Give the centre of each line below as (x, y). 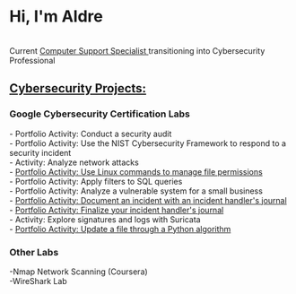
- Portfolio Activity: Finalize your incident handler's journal (117, 210)
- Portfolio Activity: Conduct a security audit (91, 134)
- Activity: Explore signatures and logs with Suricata (105, 219)
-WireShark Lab (38, 281)
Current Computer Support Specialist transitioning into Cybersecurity (137, 50)
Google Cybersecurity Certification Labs (100, 114)
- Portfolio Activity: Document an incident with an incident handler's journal (148, 200)
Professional (32, 60)
